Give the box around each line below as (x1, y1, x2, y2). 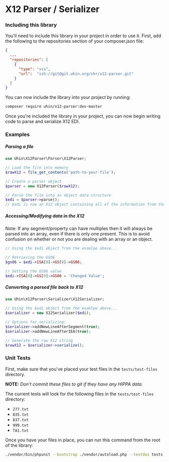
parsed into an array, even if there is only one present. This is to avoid (5, 231, 150, 237)
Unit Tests (5, 355, 31, 362)
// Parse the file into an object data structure (5, 192, 112, 198)
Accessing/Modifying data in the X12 (5, 212, 84, 219)
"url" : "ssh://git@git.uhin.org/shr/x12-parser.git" (18, 71, 134, 76)
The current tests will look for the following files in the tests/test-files (5, 391, 154, 397)
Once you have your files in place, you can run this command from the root (5, 437, 160, 443)
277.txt (12, 407, 29, 412)
